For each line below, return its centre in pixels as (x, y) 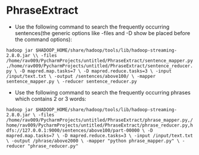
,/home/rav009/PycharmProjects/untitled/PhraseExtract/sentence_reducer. (100, 66)
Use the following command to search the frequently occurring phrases (102, 92)
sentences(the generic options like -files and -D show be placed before (102, 33)
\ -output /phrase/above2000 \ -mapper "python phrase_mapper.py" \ (93, 141)
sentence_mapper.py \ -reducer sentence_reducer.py (71, 81)
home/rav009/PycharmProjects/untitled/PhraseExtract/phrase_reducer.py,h (100, 125)
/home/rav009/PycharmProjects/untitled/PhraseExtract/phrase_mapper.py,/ (100, 120)
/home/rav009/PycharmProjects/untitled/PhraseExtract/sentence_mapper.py (100, 61)
